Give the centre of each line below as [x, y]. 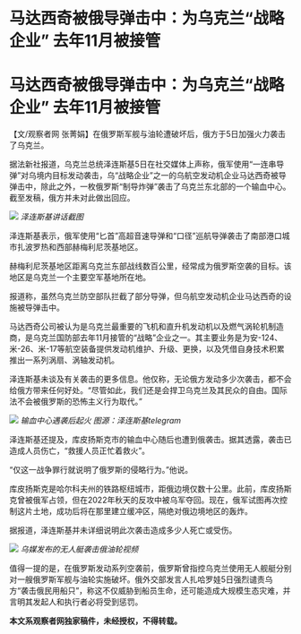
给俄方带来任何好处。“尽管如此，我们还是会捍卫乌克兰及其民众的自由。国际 [149, 390]
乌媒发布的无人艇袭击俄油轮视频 [79, 549]
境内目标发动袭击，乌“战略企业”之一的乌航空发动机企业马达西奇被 [158, 176]
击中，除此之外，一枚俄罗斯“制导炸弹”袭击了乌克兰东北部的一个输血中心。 [154, 187]
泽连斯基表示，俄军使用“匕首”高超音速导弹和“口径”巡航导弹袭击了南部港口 [146, 236]
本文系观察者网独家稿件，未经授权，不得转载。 [95, 621]
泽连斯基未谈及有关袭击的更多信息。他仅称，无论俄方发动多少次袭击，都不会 [150, 379]
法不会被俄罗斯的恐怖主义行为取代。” [76, 402]
